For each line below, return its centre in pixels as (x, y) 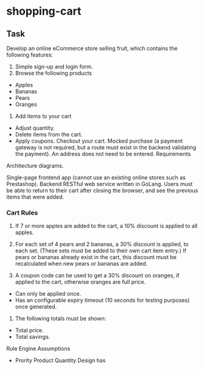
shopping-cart (44, 11)
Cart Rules (22, 213)
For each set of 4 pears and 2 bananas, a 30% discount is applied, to (102, 244)
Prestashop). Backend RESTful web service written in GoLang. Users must (100, 184)
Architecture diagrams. (35, 165)
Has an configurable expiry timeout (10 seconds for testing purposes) (102, 301)
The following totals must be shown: (61, 319)
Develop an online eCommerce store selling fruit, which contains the (92, 48)
